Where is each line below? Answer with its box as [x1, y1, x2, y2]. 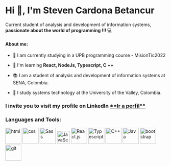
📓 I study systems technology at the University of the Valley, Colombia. [12, 89, 162, 96]
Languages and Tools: [5, 116, 61, 123]
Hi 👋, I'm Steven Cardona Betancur [5, 5, 155, 16]
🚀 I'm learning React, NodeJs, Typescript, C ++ [12, 62, 114, 68]
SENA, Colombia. [12, 80, 49, 86]
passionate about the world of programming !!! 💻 [5, 27, 112, 33]
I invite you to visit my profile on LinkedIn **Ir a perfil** [5, 102, 145, 109]
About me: [5, 41, 28, 47]
